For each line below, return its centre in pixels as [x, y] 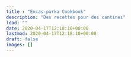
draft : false [22, 39]
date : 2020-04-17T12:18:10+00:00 [47, 28]
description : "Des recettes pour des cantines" [66, 17]
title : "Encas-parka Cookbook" [46, 12]
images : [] [20, 45]
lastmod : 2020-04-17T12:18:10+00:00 [51, 34]
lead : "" [17, 23]
